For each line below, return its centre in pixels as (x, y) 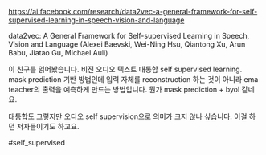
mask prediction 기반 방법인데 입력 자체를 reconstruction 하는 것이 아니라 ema (133, 79)
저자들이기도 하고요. (48, 126)
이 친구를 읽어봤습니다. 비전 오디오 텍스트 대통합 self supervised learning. (125, 69)
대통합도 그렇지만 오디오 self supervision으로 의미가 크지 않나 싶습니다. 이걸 (128, 116)
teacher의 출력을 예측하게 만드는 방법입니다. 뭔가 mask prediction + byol (124, 89)
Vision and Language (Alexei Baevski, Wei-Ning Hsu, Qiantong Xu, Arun (127, 44)
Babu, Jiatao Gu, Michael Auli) (58, 53)
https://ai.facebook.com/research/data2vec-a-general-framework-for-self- (133, 12)
